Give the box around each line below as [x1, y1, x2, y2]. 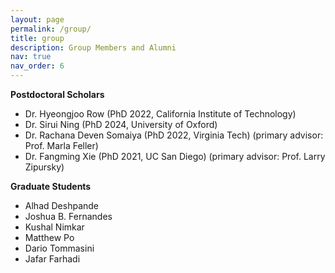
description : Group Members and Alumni [10, 42, 177, 53]
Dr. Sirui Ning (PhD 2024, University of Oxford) [24, 119, 218, 130]
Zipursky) [24, 161, 65, 173]
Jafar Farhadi [24, 253, 81, 265]
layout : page [10, 14, 65, 25]
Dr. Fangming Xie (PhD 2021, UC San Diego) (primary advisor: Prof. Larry [24, 151, 326, 162]
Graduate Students [10, 181, 92, 192]
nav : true [10, 52, 52, 62]
